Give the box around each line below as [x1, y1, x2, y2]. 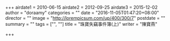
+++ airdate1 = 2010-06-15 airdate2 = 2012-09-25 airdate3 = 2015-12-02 [5, 5, 158, 10]
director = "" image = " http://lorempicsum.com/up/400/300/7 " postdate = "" [5, 15, 165, 21]
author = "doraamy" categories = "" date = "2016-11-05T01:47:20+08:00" [5, 10, 159, 16]
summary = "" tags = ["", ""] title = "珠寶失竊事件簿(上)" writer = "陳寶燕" [5, 21, 157, 27]
